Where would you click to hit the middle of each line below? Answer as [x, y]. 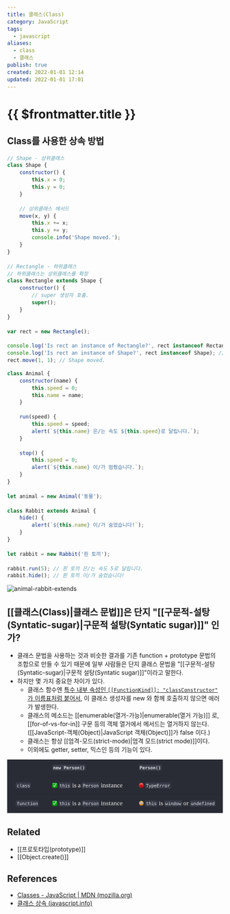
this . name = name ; [58, 395]
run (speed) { [38, 417]
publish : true [27, 65]
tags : [15, 29]
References [32, 879]
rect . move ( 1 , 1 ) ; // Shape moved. [56, 360]
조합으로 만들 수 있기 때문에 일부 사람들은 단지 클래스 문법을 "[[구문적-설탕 [116, 664]
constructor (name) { [49, 381]
